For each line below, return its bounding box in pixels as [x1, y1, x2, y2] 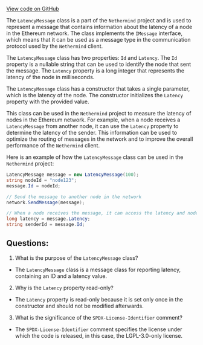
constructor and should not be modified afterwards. [14, 302, 144, 309]
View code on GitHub [6, 5, 59, 12]
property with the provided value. [6, 98, 89, 105]
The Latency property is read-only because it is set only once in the [14, 295, 183, 303]
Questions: [6, 238, 49, 248]
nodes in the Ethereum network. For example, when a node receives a [6, 116, 181, 123]
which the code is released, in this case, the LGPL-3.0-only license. [14, 332, 183, 339]
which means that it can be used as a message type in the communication [6, 36, 191, 43]
